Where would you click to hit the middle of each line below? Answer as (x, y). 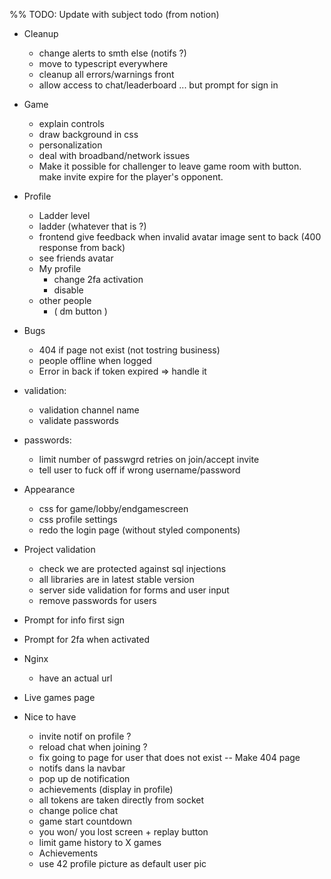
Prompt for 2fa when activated (86, 639)
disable (68, 290)
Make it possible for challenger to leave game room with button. (170, 166)
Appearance (49, 489)
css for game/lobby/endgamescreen (113, 508)
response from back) (82, 247)
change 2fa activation (98, 279)
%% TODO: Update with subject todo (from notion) (114, 14)
